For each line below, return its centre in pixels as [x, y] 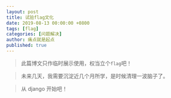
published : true [26, 46]
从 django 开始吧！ [44, 88]
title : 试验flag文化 [30, 17]
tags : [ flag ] [22, 29]
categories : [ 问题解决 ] [34, 34]
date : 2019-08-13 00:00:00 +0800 [48, 23]
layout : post [22, 12]
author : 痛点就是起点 [31, 40]
